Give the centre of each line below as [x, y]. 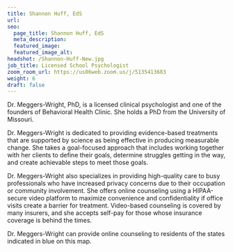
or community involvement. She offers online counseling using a [99, 191]
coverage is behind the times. [50, 221]
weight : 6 [22, 78]
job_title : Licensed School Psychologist [68, 65]
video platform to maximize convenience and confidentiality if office [126, 198]
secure [17, 198]
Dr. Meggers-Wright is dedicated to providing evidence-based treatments [112, 133]
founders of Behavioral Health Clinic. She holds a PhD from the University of [116, 112]
